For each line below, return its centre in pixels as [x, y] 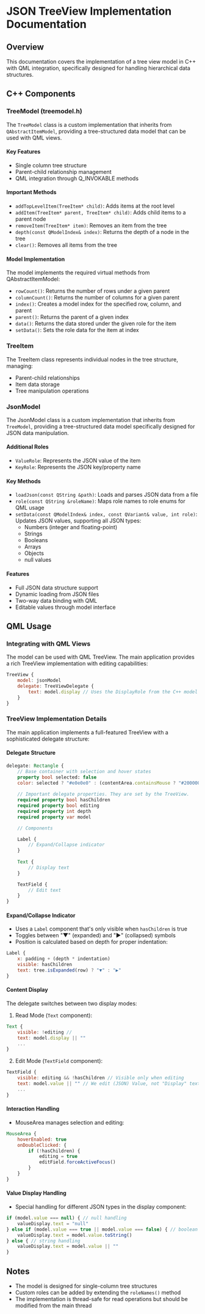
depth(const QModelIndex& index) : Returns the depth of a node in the [102, 232]
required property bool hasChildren [64, 800]
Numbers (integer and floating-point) [71, 527]
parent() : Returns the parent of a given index [72, 317]
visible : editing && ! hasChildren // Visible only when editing [101, 1078]
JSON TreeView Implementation [89, 11]
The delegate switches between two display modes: [72, 1003]
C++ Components [41, 94]
